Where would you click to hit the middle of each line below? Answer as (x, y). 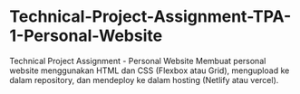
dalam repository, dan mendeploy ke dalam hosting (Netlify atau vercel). (144, 80)
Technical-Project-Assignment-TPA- (150, 17)
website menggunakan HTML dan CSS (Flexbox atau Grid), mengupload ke (150, 70)
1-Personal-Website (86, 36)
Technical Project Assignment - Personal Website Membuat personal (138, 61)
